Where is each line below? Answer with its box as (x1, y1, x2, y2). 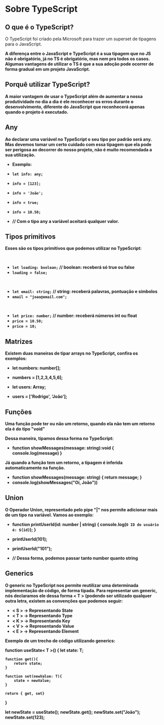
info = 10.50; (12, 210, 41, 215)
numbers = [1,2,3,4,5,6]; (12, 375, 63, 381)
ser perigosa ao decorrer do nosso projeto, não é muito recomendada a (5, 146, 152, 152)
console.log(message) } (12, 450, 62, 456)
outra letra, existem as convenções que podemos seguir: (5, 598, 123, 604)
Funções (5, 408, 32, 416)
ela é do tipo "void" (5, 426, 45, 432)
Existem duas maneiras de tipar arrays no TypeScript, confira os (5, 350, 138, 356)
